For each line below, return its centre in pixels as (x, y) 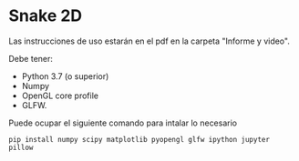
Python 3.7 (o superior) (65, 76)
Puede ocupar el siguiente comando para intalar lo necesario (123, 123)
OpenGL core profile (60, 96)
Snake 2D (46, 16)
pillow (21, 147)
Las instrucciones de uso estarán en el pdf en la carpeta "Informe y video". (149, 41)
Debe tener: (31, 58)
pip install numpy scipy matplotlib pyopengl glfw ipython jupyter (139, 139)
